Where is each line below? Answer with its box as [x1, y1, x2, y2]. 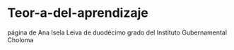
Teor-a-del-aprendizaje [7, 5, 148, 21]
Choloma [7, 35, 34, 44]
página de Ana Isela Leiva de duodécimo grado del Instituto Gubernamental [7, 28, 228, 37]
